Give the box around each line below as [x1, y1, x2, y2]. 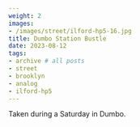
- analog [8, 79, 38, 87]
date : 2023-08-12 [8, 42, 67, 50]
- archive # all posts [8, 57, 85, 66]
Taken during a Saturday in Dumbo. [8, 109, 126, 119]
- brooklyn [8, 72, 45, 80]
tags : [8, 49, 27, 57]
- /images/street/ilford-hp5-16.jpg [8, 27, 132, 35]
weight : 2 [8, 11, 42, 20]
